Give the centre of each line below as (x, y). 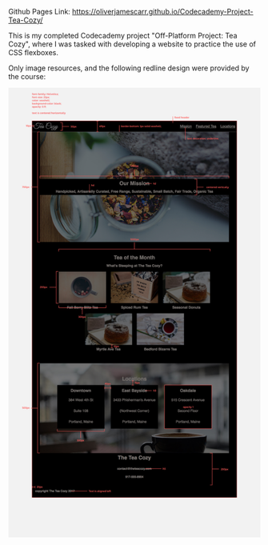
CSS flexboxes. (33, 52)
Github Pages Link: (39, 12)
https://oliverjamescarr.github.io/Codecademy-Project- (162, 12)
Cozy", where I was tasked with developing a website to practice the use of (132, 44)
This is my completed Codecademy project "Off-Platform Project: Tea (123, 36)
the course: (27, 76)
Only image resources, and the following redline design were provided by (129, 68)
